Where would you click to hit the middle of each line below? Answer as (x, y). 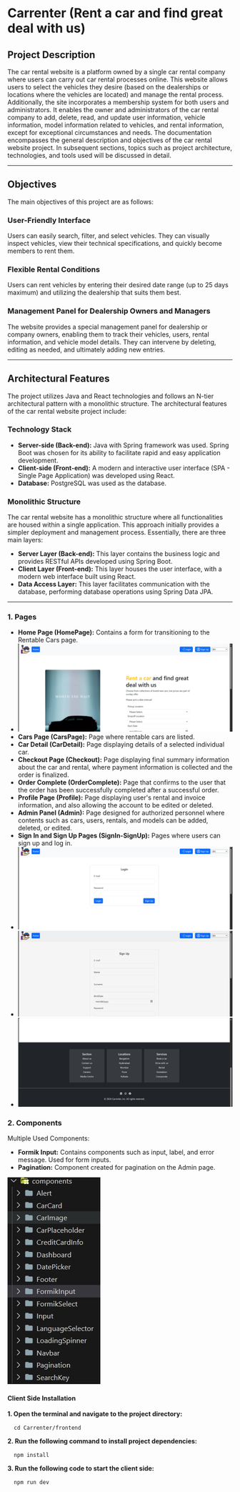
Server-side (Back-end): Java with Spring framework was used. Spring (123, 445)
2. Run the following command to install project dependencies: (102, 1441)
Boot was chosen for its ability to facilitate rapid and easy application (119, 452)
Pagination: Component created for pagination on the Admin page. (116, 1168)
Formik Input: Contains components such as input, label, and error (116, 1153)
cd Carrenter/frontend (47, 1428)
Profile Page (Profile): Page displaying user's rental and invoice (111, 797)
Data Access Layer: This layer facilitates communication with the (114, 585)
